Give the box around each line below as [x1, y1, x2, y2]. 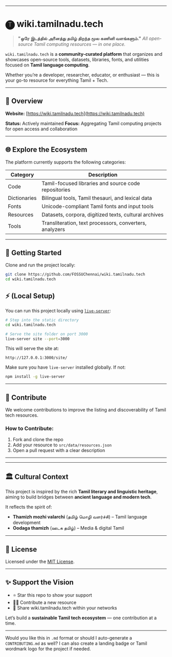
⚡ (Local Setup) [5, 291, 55, 300]
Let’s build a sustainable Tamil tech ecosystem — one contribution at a [5, 615, 157, 621]
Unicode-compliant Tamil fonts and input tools [41, 202, 154, 210]
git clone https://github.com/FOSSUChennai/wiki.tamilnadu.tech [5, 272, 145, 277]
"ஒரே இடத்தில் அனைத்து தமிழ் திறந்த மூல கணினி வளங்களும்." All [17, 35, 148, 41]
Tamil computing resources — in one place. [33, 41, 126, 47]
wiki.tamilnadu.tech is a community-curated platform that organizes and [5, 51, 163, 57]
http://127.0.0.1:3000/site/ [5, 355, 68, 360]
